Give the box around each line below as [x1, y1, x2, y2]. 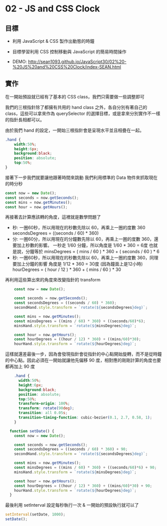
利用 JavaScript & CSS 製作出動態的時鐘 [12, 38, 94, 44]
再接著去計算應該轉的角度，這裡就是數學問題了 [5, 214, 101, 220]
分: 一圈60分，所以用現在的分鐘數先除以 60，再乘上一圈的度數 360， [12, 236, 154, 242]
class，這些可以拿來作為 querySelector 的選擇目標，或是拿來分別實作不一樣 [5, 110, 161, 116]
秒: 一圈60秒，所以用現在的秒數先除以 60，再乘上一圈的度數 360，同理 [12, 255, 159, 261]
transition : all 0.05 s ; [18, 411, 68, 416]
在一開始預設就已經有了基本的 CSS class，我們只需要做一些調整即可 [5, 93, 145, 99]
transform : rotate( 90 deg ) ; [18, 406, 75, 411]
